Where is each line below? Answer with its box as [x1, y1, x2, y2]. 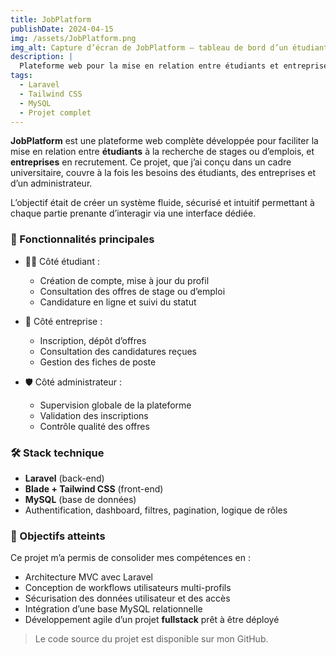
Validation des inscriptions [39, 409, 149, 421]
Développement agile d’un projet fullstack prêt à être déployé [24, 614, 280, 626]
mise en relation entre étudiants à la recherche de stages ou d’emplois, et [10, 146, 315, 158]
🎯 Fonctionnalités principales [10, 232, 155, 246]
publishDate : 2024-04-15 [10, 24, 114, 34]
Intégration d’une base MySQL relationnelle [24, 603, 203, 615]
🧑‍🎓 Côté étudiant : [24, 255, 100, 267]
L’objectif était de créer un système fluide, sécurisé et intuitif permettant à [10, 197, 315, 209]
